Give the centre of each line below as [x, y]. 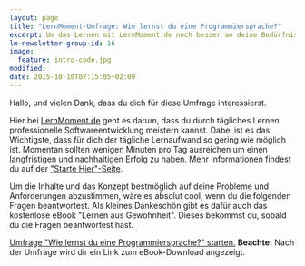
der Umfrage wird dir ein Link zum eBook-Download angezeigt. [128, 251]
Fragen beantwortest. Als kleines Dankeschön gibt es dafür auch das [138, 205]
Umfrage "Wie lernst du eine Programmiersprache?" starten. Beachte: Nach [152, 242]
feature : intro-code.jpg [64, 60]
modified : [28, 69]
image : [22, 52]
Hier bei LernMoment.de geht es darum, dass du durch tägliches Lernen [144, 120]
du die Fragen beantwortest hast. [72, 224]
